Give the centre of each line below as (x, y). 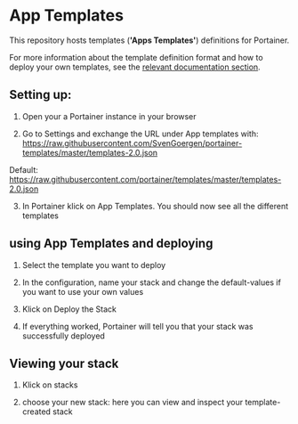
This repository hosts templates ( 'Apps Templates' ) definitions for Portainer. (149, 40)
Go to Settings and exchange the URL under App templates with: (140, 134)
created (36, 412)
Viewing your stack (64, 363)
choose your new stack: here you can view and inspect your (132, 403)
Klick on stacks (50, 385)
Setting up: (40, 95)
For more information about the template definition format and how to (137, 57)
